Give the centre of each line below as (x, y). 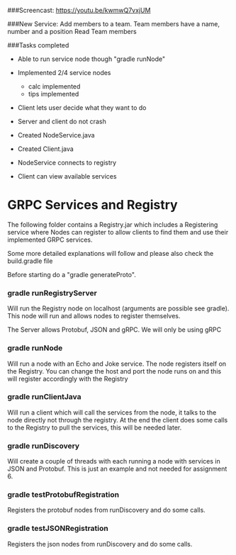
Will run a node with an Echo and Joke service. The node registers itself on (117, 364)
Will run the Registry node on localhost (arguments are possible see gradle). (118, 308)
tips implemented (54, 94)
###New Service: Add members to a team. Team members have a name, (113, 24)
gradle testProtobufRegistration (63, 495)
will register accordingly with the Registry (68, 379)
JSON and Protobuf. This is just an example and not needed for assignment (117, 469)
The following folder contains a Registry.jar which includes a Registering (113, 224)
